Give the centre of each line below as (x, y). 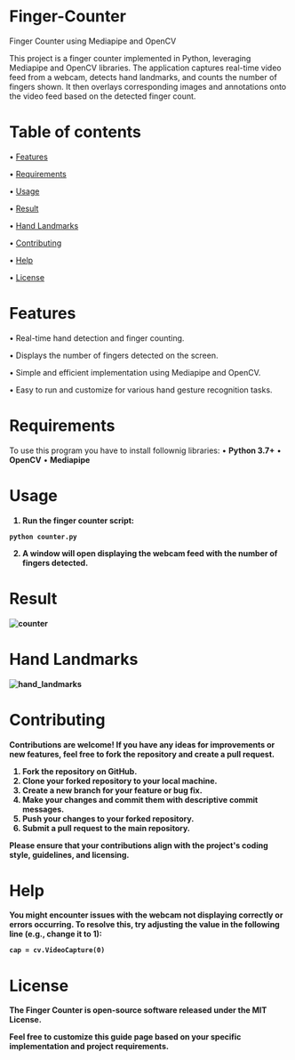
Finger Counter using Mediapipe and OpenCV (93, 41)
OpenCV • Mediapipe (50, 459)
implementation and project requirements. (89, 1047)
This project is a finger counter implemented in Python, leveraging (130, 58)
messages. (43, 809)
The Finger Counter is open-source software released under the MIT (138, 1010)
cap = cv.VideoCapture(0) (57, 951)
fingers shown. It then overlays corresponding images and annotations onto (148, 86)
